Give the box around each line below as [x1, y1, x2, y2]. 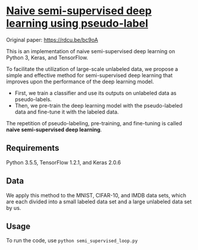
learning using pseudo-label [6, 17, 148, 30]
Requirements [6, 143, 59, 153]
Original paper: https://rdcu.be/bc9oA [6, 36, 98, 43]
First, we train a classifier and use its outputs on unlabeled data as [14, 89, 177, 96]
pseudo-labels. [14, 96, 52, 103]
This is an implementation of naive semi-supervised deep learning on [6, 47, 175, 54]
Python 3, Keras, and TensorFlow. [6, 54, 88, 61]
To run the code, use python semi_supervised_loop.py [6, 237, 138, 244]
